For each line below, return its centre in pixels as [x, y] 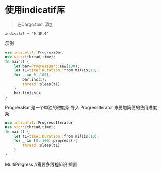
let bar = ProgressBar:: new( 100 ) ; [47, 66]
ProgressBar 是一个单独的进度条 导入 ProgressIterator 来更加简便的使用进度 [81, 107]
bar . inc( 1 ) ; [35, 80]
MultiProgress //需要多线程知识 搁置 [41, 164]
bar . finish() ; [28, 93]
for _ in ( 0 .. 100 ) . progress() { [46, 141]
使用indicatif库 [35, 10]
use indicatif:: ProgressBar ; [35, 52]
